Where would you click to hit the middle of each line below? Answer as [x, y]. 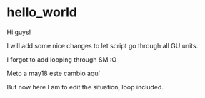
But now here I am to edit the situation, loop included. [85, 87]
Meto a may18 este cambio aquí [54, 73]
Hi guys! [19, 32]
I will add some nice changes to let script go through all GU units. [102, 45]
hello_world [42, 12]
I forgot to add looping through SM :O [62, 59]
